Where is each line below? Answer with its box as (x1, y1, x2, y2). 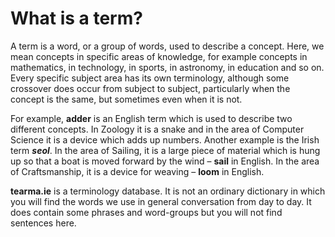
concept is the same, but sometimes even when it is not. (10, 93, 243, 105)
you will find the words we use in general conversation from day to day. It (10, 195, 312, 207)
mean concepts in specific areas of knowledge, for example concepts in (10, 50, 308, 62)
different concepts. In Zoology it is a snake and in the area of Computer (10, 123, 305, 135)
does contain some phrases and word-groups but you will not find (10, 206, 283, 218)
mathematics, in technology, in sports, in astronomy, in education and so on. (10, 61, 325, 73)
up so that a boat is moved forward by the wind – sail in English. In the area (10, 155, 320, 167)
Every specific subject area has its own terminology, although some (10, 72, 290, 84)
